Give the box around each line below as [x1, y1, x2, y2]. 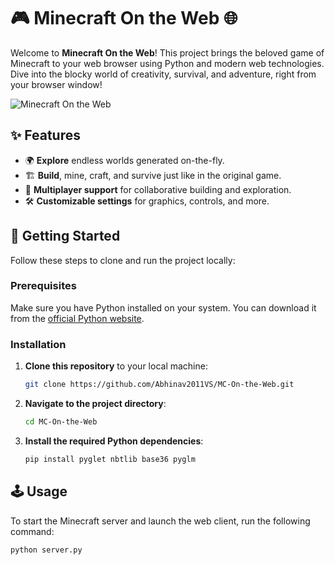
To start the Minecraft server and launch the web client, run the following [10, 515, 311, 527]
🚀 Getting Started [10, 228, 121, 245]
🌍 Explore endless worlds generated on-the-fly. [24, 154, 225, 166]
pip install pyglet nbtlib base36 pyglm [24, 454, 196, 464]
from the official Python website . [10, 312, 145, 324]
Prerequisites [10, 279, 77, 293]
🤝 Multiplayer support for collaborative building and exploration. [24, 183, 292, 195]
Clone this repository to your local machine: [24, 360, 208, 372]
